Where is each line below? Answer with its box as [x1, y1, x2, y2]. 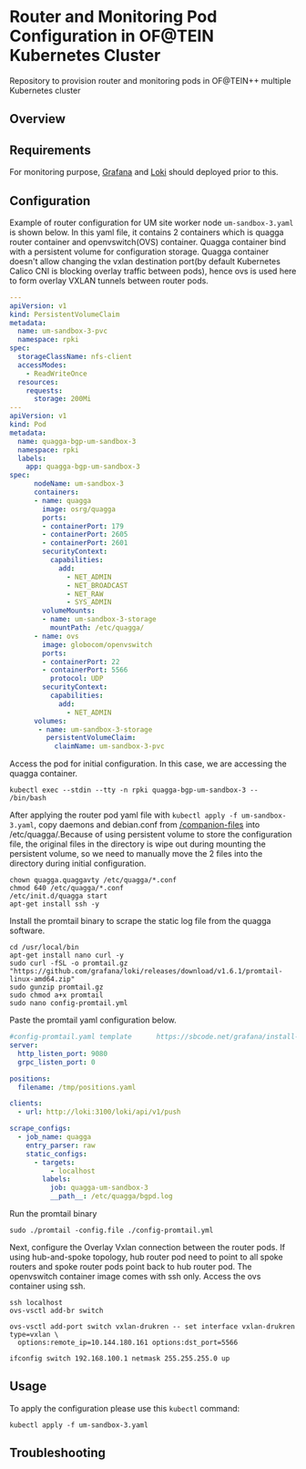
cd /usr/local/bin [9, 943, 79, 952]
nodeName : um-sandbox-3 [33, 479, 125, 488]
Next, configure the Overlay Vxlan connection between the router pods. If [9, 1242, 285, 1253]
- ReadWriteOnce [25, 369, 88, 378]
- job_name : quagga [17, 1133, 92, 1142]
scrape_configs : [9, 1124, 71, 1134]
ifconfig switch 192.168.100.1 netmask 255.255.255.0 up [9, 1354, 230, 1363]
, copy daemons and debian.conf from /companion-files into [33, 819, 260, 830]
